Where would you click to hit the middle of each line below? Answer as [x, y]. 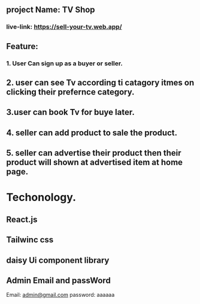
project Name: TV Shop [51, 10]
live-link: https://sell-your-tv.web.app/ [64, 27]
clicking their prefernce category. [70, 92]
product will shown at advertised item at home [95, 162]
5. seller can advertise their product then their [94, 153]
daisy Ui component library [58, 260]
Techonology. [41, 197]
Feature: [22, 46]
